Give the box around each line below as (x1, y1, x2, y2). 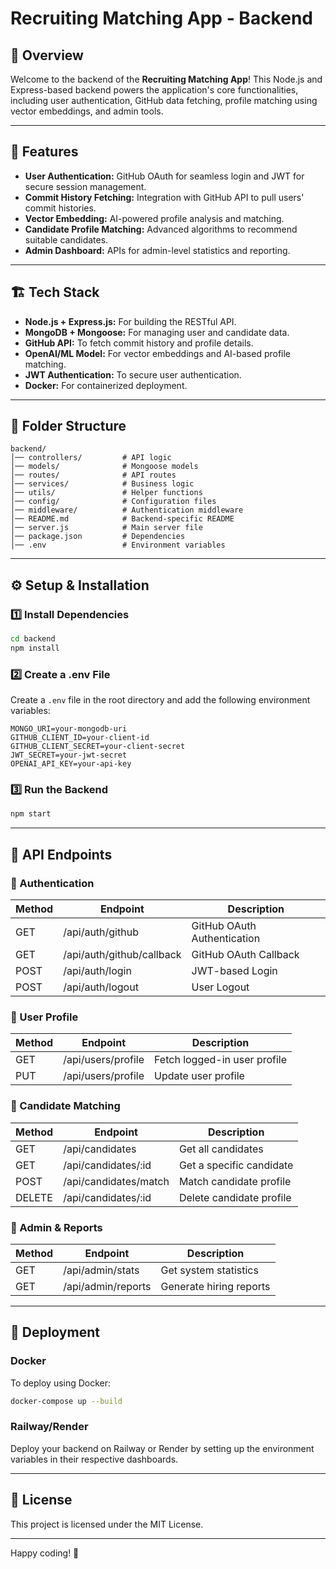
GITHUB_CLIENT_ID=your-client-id (10, 733, 150, 743)
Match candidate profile (178, 1174, 292, 1188)
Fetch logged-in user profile (154, 1053, 288, 1067)
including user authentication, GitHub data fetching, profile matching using (10, 95, 318, 106)
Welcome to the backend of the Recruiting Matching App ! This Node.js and (10, 73, 323, 85)
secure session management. (24, 180, 147, 192)
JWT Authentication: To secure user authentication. (24, 368, 242, 381)
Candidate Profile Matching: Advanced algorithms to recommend (24, 223, 298, 235)
